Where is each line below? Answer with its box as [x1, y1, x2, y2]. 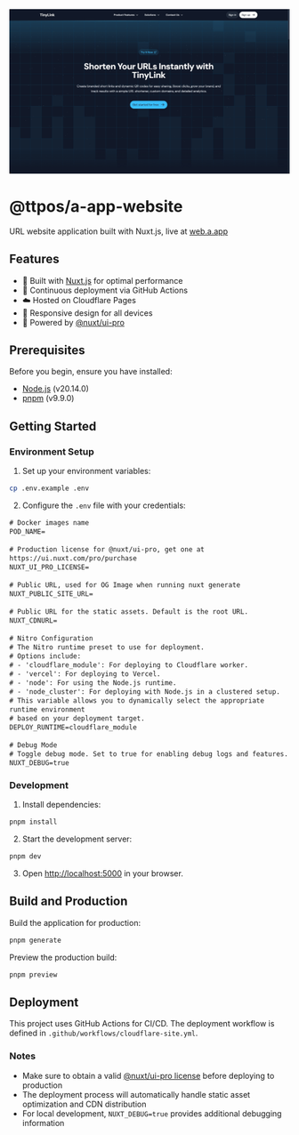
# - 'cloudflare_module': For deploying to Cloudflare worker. [9, 660, 249, 670]
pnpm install [9, 817, 58, 826]
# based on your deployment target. [9, 713, 145, 723]
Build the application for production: [9, 917, 141, 928]
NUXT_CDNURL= [9, 616, 58, 625]
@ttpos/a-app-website [9, 196, 183, 216]
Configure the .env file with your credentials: [21, 500, 186, 511]
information [21, 1117, 65, 1128]
